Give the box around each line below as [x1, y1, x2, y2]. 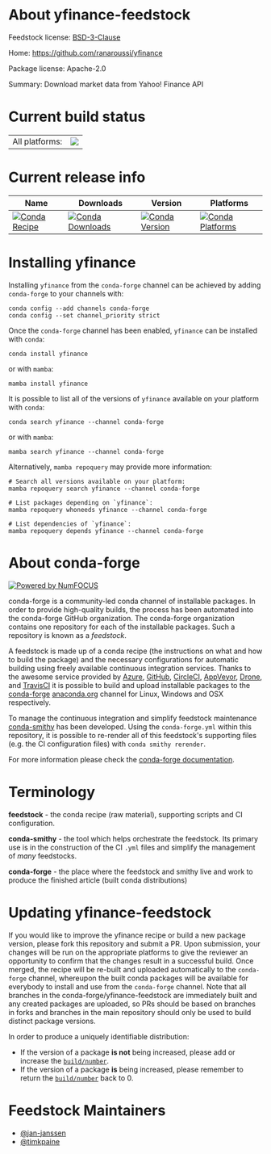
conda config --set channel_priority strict [8, 311, 161, 320]
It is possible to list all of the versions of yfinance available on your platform [8, 393, 260, 403]
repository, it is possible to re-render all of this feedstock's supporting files [8, 730, 256, 740]
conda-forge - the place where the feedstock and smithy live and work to [8, 867, 253, 876]
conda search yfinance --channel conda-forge [8, 418, 164, 426]
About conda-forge [8, 553, 140, 572]
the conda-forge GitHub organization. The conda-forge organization [8, 613, 236, 623]
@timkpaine [19, 1136, 60, 1146]
